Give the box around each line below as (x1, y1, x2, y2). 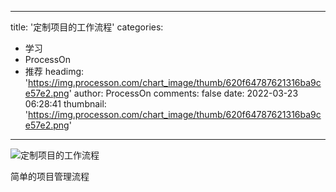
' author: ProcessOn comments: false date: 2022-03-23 (68, 87, 299, 99)
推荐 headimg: (24, 66, 85, 77)
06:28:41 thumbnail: (24, 98, 107, 110)
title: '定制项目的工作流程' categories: (10, 21, 164, 33)
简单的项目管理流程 (10, 171, 90, 182)
